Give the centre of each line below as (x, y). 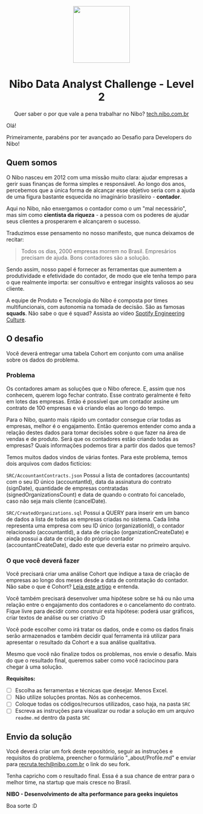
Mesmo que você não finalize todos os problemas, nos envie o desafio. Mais (101, 654)
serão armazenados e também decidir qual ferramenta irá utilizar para (93, 636)
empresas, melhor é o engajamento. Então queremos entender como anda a (101, 426)
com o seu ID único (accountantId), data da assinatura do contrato (89, 481)
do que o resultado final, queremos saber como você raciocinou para (92, 661)
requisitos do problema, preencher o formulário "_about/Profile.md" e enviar (101, 758)
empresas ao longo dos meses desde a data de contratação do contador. (98, 580)
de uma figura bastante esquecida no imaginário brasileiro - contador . (94, 196)
